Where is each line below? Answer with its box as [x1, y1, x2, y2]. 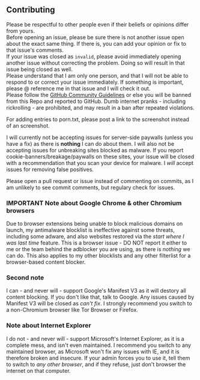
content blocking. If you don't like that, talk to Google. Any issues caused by [6, 293, 195, 301]
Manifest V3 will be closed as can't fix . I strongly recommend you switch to [6, 300, 192, 307]
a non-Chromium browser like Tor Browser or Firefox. [6, 307, 138, 314]
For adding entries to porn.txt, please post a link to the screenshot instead [6, 116, 189, 123]
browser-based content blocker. [6, 258, 86, 266]
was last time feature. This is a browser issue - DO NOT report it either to [6, 239, 187, 246]
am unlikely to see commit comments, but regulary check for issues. [6, 184, 175, 191]
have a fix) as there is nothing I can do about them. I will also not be [6, 140, 175, 147]
